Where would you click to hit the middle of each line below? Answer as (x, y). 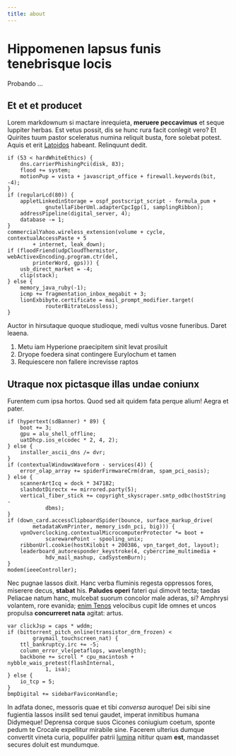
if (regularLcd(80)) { (41, 195)
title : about (26, 14)
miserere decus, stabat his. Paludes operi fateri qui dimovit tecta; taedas (114, 591)
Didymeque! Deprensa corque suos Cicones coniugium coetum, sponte (111, 722)
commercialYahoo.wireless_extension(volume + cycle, (87, 232)
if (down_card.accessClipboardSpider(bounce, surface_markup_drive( (110, 521)
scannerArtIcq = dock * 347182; (67, 484)
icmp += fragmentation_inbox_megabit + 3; (83, 294)
